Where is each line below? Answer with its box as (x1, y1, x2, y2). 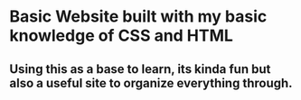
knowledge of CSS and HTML (9, 25, 233, 46)
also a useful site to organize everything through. (9, 75, 293, 91)
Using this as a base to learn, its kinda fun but (9, 61, 271, 77)
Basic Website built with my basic (9, 6, 268, 27)
